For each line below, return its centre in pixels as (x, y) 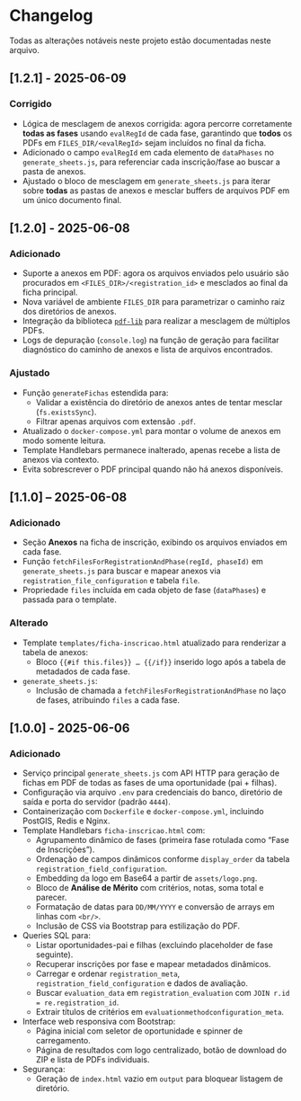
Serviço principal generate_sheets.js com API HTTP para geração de (151, 773)
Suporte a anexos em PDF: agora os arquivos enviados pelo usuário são (155, 273)
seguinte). (54, 954)
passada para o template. (69, 599)
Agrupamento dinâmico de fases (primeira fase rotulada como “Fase (162, 840)
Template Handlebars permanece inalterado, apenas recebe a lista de (151, 449)
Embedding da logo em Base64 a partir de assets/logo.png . (146, 878)
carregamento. (63, 1041)
